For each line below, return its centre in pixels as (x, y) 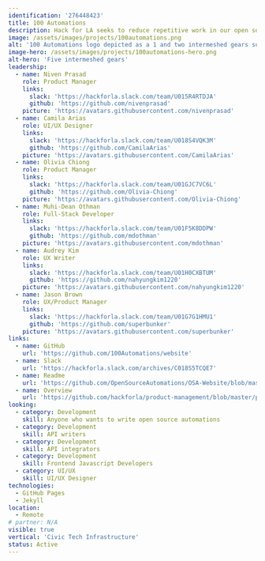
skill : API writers (54, 434)
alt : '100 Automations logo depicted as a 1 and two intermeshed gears (128, 45)
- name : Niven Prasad (51, 74)
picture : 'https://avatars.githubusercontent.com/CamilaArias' (129, 155)
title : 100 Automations (47, 23)
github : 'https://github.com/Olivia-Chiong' (103, 192)
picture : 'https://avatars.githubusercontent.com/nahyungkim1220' (134, 288)
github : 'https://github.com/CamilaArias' (100, 148)
